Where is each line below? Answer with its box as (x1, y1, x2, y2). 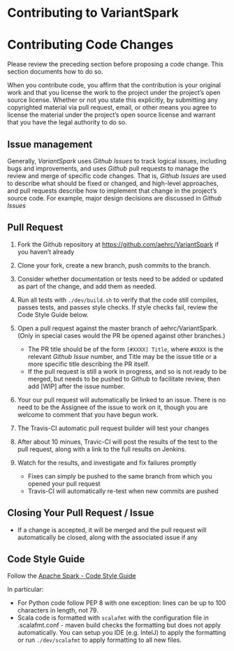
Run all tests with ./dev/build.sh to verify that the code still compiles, (17, 295, 219, 304)
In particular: (7, 585, 44, 594)
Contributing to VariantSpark (7, 5, 180, 21)
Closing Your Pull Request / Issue (7, 507, 154, 519)
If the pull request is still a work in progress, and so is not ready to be (27, 367, 227, 375)
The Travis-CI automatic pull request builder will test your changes (17, 424, 210, 432)
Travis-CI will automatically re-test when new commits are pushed (27, 487, 219, 495)
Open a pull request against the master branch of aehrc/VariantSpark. (17, 323, 219, 332)
